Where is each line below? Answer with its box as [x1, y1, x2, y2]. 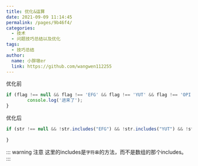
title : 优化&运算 [6, 8, 45, 15]
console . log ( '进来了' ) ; [27, 98, 83, 104]
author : [6, 52, 25, 58]
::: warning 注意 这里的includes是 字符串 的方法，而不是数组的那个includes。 [6, 148, 187, 155]
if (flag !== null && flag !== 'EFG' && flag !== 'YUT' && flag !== [6, 92, 178, 98]
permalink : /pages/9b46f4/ [6, 19, 72, 25]
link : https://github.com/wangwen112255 [11, 63, 112, 69]
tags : [6, 42, 19, 48]
